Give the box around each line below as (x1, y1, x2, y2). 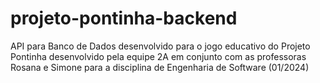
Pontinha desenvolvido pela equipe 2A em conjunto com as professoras (10, 50, 307, 62)
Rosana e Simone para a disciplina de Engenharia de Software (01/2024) (10, 61, 310, 73)
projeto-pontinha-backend (10, 7, 238, 30)
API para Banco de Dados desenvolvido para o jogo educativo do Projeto (10, 40, 311, 52)
